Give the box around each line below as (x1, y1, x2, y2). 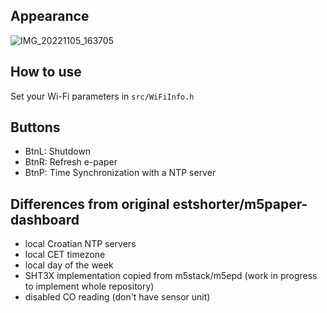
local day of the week (24, 259, 114, 271)
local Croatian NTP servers (24, 238, 137, 250)
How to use (10, 64, 82, 81)
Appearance (10, 8, 90, 25)
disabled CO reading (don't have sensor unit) (24, 291, 211, 303)
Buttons (10, 119, 61, 136)
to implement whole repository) (24, 280, 155, 293)
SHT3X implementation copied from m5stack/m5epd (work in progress (24, 270, 318, 282)
